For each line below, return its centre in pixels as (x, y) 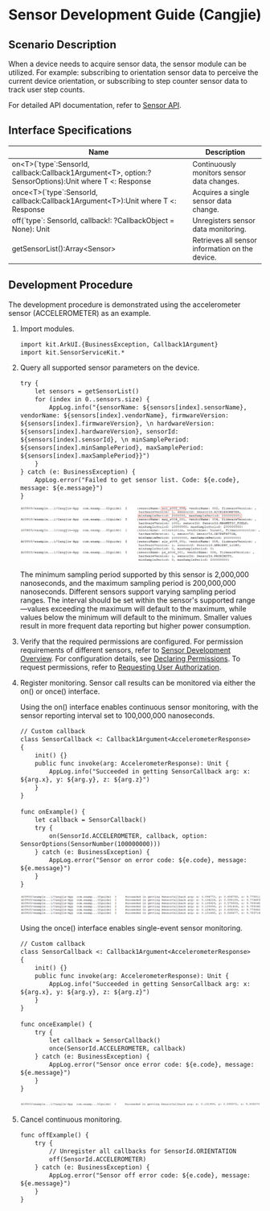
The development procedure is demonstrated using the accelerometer (125, 305)
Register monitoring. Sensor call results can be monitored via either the (137, 682)
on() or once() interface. (60, 691)
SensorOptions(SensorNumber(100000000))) (90, 844)
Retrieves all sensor (225, 240)
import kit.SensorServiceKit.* (72, 352)
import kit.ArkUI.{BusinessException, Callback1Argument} (119, 344)
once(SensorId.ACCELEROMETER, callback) (118, 1049)
